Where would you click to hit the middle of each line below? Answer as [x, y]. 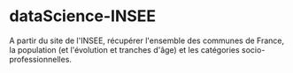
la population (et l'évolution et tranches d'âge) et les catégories [125, 49]
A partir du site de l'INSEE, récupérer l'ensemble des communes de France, [147, 40]
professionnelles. [41, 59]
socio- [254, 49]
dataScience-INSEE [83, 16]
